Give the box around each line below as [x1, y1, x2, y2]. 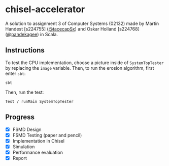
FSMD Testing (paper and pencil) [12, 132, 82, 138]
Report [12, 155, 27, 161]
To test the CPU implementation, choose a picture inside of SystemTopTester [5, 60, 164, 66]
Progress [5, 113, 35, 122]
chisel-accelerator [5, 4, 85, 15]
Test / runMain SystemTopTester [5, 99, 74, 104]
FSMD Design [12, 126, 42, 132]
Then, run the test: [5, 89, 44, 95]
